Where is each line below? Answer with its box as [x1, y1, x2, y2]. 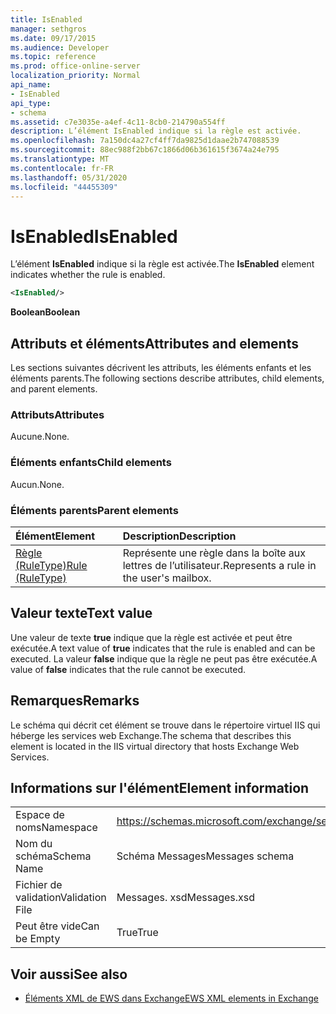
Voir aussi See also [10, 966, 128, 983]
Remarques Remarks [10, 692, 140, 710]
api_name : [10, 80, 52, 90]
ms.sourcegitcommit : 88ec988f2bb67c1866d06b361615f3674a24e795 [10, 145, 280, 155]
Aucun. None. [10, 478, 65, 490]
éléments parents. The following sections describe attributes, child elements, [10, 372, 325, 384]
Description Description [122, 529, 237, 543]
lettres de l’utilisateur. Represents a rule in [122, 558, 317, 572]
